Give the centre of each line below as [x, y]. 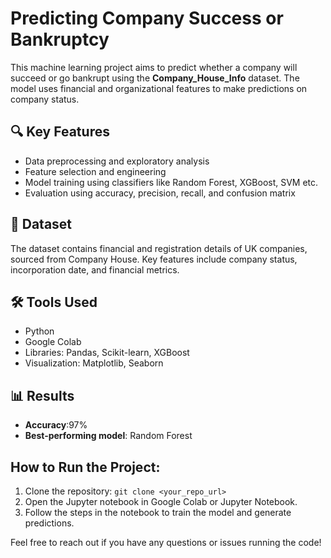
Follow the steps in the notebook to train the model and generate [158, 512]
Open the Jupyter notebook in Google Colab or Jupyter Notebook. [161, 501]
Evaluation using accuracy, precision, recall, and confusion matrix [160, 193]
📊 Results [42, 395]
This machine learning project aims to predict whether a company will [154, 67]
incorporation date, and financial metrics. [95, 269]
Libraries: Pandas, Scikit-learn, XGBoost [107, 353]
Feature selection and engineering [95, 171]
